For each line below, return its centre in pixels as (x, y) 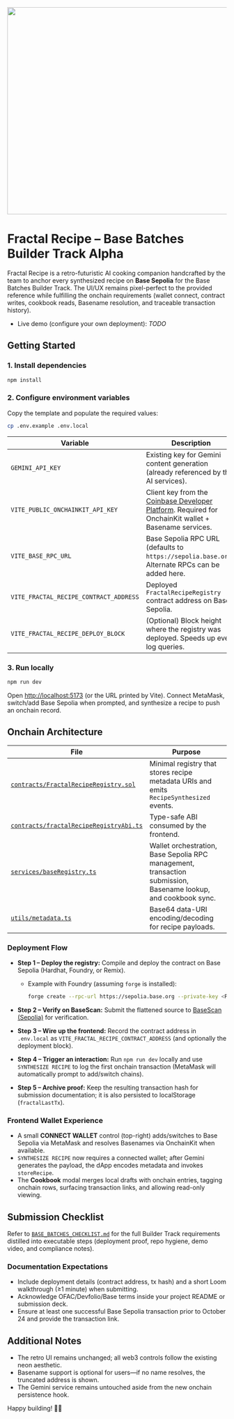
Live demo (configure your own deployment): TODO (92, 323)
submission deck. (42, 1304)
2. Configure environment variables (69, 398)
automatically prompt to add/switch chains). (80, 1073)
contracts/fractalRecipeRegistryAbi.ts (77, 825)
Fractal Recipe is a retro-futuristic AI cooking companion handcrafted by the (116, 273)
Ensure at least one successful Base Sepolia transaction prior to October (122, 1312)
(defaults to (165, 547)
